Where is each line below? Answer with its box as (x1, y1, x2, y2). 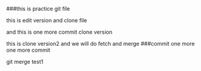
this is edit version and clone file (6, 17, 87, 23)
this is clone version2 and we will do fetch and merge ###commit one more (6, 40, 196, 47)
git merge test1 (6, 58, 44, 65)
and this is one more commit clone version (6, 28, 112, 35)
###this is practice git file (6, 5, 70, 12)
